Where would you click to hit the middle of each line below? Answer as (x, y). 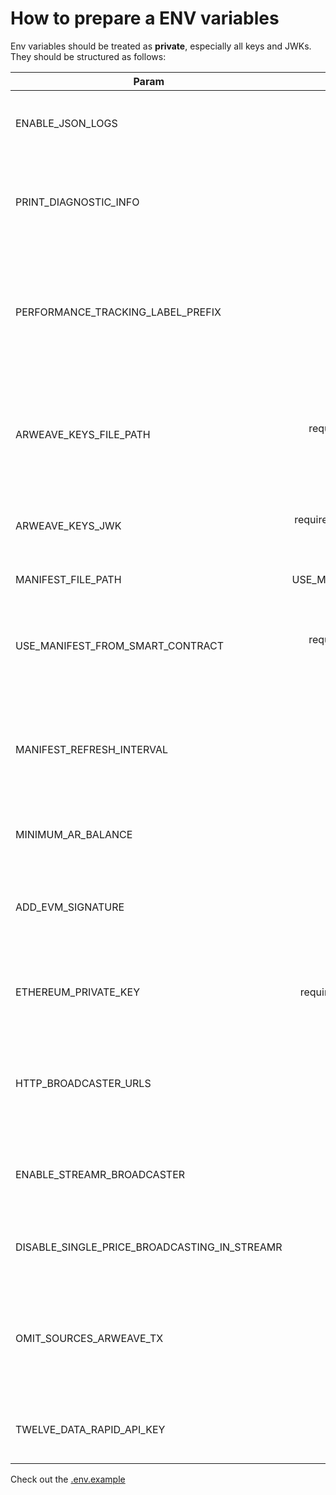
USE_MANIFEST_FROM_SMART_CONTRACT (119, 645)
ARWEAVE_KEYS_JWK (68, 525)
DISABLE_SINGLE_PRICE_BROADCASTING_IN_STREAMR (149, 1247)
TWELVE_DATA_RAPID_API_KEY (90, 1429)
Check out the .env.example (68, 1479)
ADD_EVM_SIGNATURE (70, 907)
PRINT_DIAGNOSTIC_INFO (77, 202)
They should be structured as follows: (88, 56)
